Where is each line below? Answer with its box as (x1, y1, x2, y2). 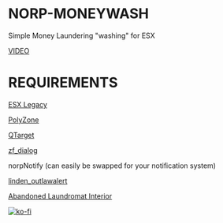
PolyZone (8, 115, 39, 125)
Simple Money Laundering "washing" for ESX (8, 31, 155, 40)
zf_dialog (8, 145, 38, 154)
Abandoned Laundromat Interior (8, 191, 113, 201)
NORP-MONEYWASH (8, 5, 150, 23)
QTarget (8, 130, 35, 139)
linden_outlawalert (8, 176, 68, 185)
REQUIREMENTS (8, 74, 118, 91)
